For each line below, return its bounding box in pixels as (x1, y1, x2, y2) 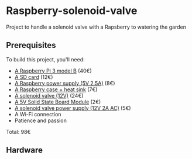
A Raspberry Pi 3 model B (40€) (14, 67, 92, 74)
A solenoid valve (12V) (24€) (14, 92, 84, 99)
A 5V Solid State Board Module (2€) (14, 98, 101, 105)
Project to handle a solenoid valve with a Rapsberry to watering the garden (6, 23, 186, 30)
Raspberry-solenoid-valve (6, 4, 138, 18)
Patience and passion (14, 117, 67, 124)
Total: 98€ (6, 128, 31, 135)
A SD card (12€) (14, 73, 53, 80)
